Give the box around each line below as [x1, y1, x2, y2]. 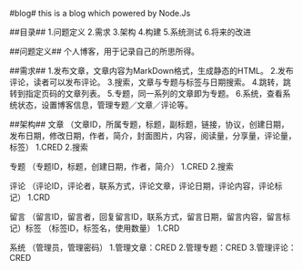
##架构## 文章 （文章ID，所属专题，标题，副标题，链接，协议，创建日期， [9, 119, 289, 130]
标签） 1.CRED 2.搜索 [9, 141, 88, 152]
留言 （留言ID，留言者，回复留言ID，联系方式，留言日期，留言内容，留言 [9, 212, 283, 222]
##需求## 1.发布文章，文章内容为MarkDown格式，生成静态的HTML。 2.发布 [9, 66, 294, 76]
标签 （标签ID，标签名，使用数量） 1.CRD [25, 223, 180, 234]
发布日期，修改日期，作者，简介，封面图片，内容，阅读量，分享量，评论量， [9, 130, 297, 140]
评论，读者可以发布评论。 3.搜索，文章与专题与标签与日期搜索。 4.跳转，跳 [9, 77, 291, 88]
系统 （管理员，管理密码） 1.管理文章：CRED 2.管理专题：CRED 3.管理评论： [9, 242, 297, 253]
